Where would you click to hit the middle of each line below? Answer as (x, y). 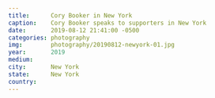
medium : (21, 60)
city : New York (44, 67)
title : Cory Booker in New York (70, 15)
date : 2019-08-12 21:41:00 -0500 (74, 30)
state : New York (44, 74)
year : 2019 (37, 52)
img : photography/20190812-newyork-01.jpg (92, 45)
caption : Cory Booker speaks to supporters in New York (107, 23)
